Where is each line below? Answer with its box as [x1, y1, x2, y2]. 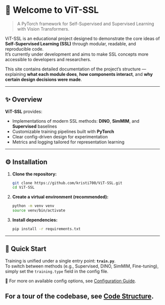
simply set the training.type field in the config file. [5, 268, 109, 274]
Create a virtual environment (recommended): [12, 194, 109, 200]
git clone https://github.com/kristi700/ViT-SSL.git [12, 180, 123, 185]
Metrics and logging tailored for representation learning [12, 139, 125, 145]
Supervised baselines [12, 123, 57, 129]
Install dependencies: [12, 217, 58, 223]
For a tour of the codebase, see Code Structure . [5, 292, 154, 301]
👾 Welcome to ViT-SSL [5, 4, 99, 16]
